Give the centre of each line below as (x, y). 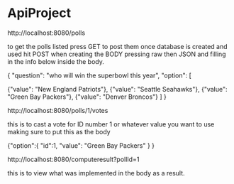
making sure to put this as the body (59, 131)
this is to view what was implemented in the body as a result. (96, 173)
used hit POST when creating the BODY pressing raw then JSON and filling (117, 54)
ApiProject (39, 13)
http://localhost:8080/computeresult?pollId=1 (73, 159)
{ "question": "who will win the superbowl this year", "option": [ (99, 75)
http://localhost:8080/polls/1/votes (58, 110)
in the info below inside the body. (56, 61)
